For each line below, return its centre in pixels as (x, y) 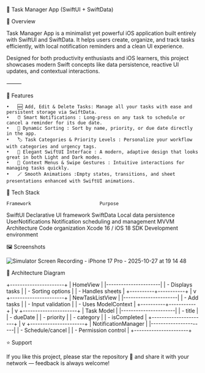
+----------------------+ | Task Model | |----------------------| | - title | (109, 311)
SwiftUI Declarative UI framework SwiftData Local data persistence (91, 215)
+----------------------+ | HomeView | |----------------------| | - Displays (99, 284)
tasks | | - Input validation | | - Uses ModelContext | (71, 304)
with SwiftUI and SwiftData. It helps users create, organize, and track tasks (100, 40)
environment (22, 235)
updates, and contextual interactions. (53, 71)
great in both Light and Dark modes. (54, 157)
